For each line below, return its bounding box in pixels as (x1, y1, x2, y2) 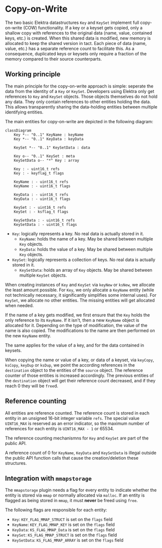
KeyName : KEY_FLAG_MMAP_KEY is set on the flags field (12, 522, 115, 527)
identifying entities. (5, 109, 44, 115)
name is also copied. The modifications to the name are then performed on (5, 328, 155, 333)
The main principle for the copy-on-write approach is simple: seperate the (5, 83, 154, 89)
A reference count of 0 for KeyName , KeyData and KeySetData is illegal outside (5, 450, 157, 456)
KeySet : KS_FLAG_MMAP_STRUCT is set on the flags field (12, 532, 117, 538)
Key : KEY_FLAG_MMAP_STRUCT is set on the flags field (12, 517, 113, 523)
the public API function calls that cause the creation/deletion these (5, 455, 139, 460)
